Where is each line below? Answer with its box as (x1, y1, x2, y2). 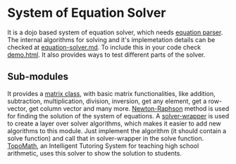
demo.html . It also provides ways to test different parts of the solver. (7, 50, 206, 59)
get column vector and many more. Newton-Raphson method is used (28, 104, 230, 113)
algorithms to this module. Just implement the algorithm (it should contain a (7, 126, 227, 135)
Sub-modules (7, 71, 69, 83)
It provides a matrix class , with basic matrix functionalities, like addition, (7, 89, 216, 97)
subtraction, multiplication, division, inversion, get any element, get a (7, 97, 207, 105)
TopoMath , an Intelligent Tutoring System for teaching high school (7, 142, 199, 150)
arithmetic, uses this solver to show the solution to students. (7, 149, 182, 157)
